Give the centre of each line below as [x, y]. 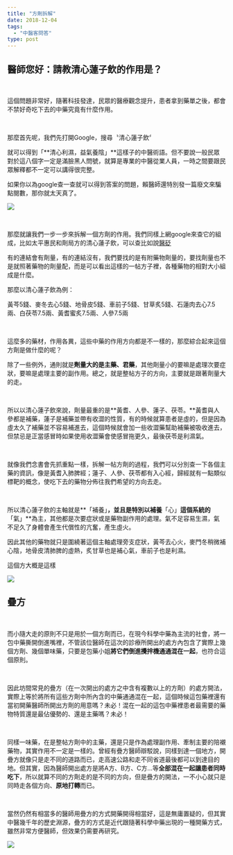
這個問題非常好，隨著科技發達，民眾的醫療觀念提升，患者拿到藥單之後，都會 [116, 101]
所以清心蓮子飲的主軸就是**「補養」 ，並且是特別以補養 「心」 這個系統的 [109, 510]
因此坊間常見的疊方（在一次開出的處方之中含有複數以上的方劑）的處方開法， [116, 688]
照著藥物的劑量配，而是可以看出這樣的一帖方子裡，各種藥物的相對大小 [119, 266]
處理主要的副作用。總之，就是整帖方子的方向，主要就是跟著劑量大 [131, 373]
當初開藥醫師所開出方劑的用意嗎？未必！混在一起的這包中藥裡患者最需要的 [113, 705]
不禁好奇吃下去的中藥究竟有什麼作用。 [62, 109]
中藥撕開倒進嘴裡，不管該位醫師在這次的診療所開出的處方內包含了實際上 [116, 642]
